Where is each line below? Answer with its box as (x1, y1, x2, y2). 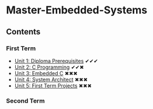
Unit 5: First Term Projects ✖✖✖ (14, 82, 92, 89)
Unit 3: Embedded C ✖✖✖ (14, 69, 78, 76)
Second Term (6, 97, 45, 105)
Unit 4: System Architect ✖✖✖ (14, 76, 88, 83)
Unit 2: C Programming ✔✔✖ (14, 64, 85, 71)
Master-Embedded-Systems (6, 3, 148, 17)
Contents (6, 27, 41, 37)
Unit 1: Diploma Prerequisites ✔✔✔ (14, 57, 98, 64)
